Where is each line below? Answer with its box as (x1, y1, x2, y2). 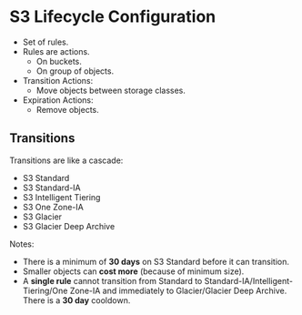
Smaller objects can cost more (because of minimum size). (22, 266, 245, 277)
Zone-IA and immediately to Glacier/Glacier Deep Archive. (69, 285, 287, 296)
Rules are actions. (22, 46, 90, 56)
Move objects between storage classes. (35, 85, 186, 96)
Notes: (9, 239, 35, 249)
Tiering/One (22, 285, 68, 296)
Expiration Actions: (22, 94, 94, 106)
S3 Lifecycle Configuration (9, 6, 216, 27)
